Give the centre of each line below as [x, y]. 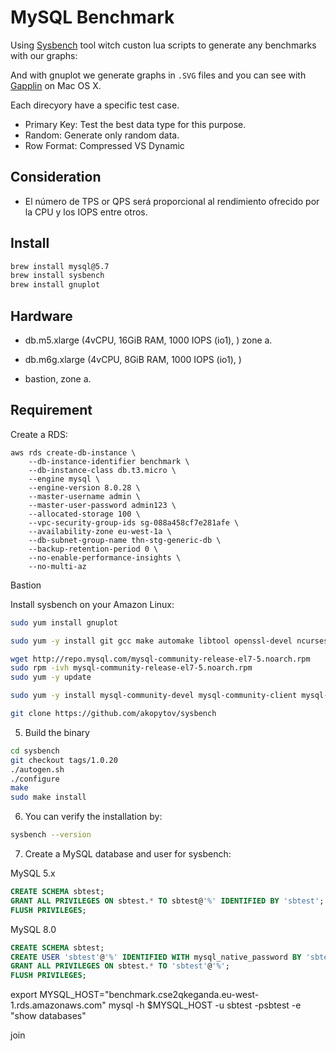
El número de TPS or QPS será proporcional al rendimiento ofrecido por [172, 201]
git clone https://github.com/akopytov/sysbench [113, 714]
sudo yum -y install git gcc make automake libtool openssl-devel [151, 641]
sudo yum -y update [51, 677]
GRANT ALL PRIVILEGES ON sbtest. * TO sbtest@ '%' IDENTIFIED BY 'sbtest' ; [167, 901]
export [24, 995]
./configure [35, 779]
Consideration [56, 177]
